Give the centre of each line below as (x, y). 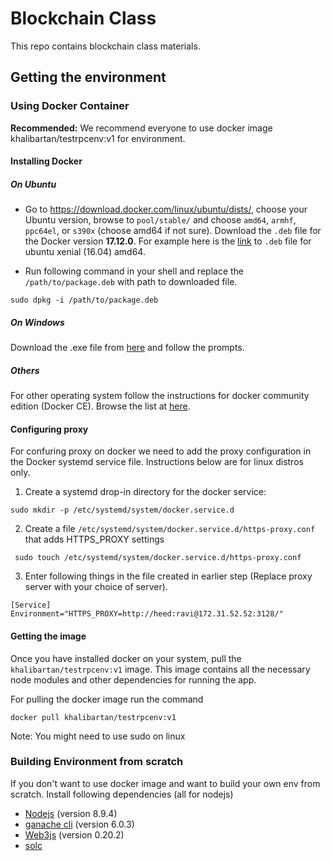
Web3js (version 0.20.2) (74, 834)
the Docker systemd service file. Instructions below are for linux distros (157, 462)
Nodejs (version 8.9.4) (71, 813)
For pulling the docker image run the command (107, 699)
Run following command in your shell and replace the (134, 271)
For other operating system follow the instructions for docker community (160, 396)
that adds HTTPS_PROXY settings (94, 539)
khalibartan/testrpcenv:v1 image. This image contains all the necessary (160, 669)
